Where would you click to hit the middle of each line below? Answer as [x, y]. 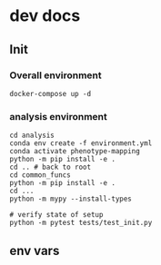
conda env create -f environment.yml [81, 143]
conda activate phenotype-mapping [75, 152]
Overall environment [55, 75]
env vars [35, 250]
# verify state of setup [56, 215]
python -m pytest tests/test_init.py [81, 223]
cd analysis [32, 136]
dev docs [45, 16]
